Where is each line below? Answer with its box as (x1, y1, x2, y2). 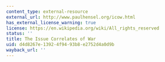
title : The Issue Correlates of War (6, 36, 96, 42)
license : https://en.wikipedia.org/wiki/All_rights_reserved (6, 25, 160, 31)
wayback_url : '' (6, 47, 46, 53)
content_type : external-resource (6, 8, 88, 15)
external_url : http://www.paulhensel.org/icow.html (6, 14, 136, 20)
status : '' (6, 31, 33, 37)
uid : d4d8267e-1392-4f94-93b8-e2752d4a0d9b (6, 42, 115, 48)
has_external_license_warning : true (6, 19, 96, 25)
